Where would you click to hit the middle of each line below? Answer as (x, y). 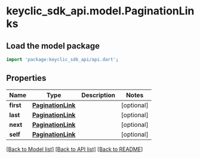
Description (98, 95)
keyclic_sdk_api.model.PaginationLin (100, 11)
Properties (26, 78)
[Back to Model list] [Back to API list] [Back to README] (75, 149)
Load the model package (53, 46)
